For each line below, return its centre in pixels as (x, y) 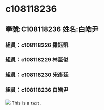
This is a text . (26, 103)
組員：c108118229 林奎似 (37, 60)
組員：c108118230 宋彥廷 (37, 75)
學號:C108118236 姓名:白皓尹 (52, 29)
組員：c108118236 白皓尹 (37, 90)
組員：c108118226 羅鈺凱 (37, 45)
